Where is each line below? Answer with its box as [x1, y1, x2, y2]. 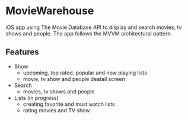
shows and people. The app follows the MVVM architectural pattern [5, 30, 171, 37]
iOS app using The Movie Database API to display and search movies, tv [5, 24, 182, 31]
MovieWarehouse [5, 4, 94, 18]
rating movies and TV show [23, 106, 90, 113]
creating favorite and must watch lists [23, 100, 115, 108]
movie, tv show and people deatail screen [23, 75, 126, 82]
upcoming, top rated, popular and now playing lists [23, 69, 148, 76]
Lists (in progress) [14, 94, 59, 101]
